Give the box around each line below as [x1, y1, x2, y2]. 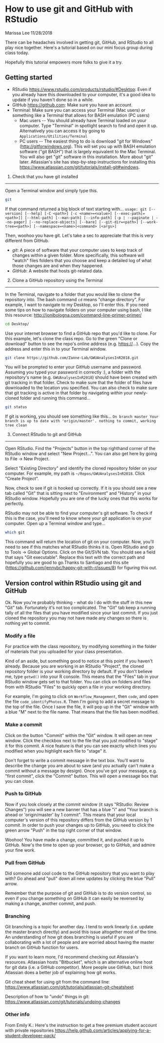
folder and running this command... [20, 395, 91, 401]
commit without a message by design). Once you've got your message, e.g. [5, 768, 157, 774]
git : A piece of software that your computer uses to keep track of [12, 247, 143, 253]
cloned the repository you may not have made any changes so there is [5, 615, 147, 621]
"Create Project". [5, 476, 39, 482]
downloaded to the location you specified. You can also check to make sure [5, 385, 158, 391]
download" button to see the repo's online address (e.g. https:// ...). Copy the [5, 341, 159, 347]
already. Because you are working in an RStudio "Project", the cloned [5, 663, 144, 669]
